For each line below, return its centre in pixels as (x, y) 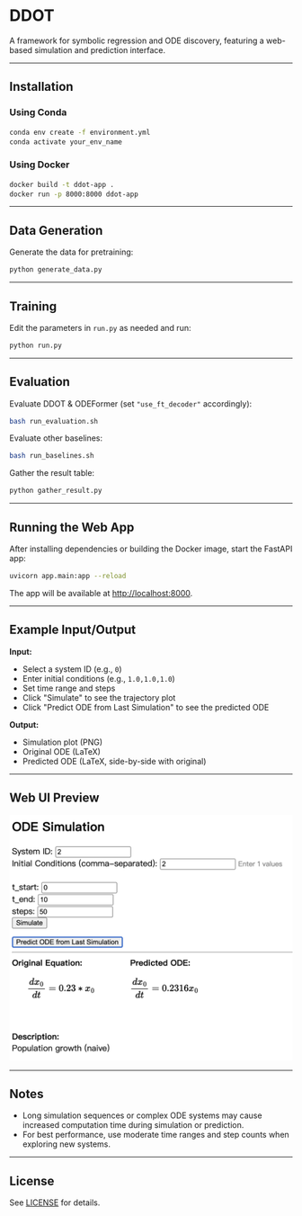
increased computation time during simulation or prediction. (133, 1125)
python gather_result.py (56, 491)
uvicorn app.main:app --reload (68, 577)
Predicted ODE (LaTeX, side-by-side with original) (114, 761)
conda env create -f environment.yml (80, 132)
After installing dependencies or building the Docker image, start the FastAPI (151, 549)
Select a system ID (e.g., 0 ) (72, 669)
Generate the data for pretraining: (71, 252)
